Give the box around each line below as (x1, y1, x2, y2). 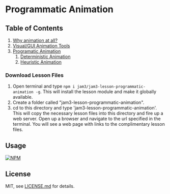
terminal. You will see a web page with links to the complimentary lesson (12, 121, 165, 127)
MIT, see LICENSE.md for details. (5, 183, 75, 189)
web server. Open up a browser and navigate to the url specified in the (12, 116, 161, 122)
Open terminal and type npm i (12, 83, 75, 90)
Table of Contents (5, 24, 64, 33)
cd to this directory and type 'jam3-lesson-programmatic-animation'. (12, 105, 157, 111)
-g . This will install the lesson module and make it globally (35, 89, 157, 95)
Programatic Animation (12, 48, 61, 54)
